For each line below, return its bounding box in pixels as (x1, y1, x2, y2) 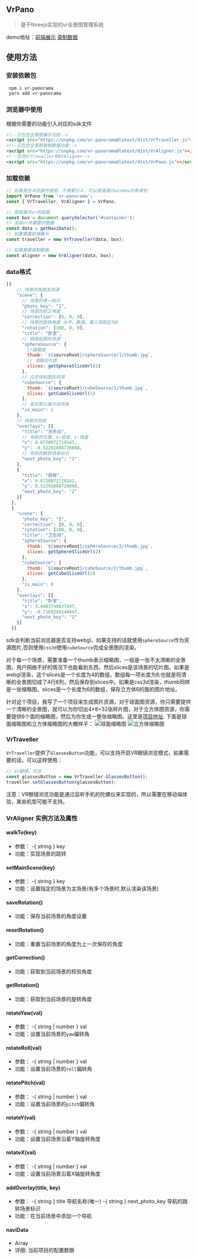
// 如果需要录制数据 (6, 247, 49, 253)
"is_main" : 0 (21, 581, 54, 588)
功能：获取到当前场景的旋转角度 (14, 995, 92, 1003)
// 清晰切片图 (27, 358, 57, 363)
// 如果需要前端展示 (6, 231, 49, 237)
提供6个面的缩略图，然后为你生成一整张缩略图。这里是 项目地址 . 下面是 (11, 713, 182, 720)
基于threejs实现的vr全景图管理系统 (20, 21, 104, 28)
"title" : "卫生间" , (21, 533, 67, 538)
